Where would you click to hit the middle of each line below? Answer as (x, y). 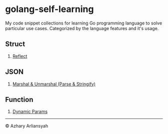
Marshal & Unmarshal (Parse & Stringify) (54, 84)
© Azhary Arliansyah (27, 126)
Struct (15, 44)
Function (19, 99)
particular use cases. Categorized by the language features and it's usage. (82, 28)
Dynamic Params (30, 111)
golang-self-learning (49, 9)
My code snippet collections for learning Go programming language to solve (84, 23)
